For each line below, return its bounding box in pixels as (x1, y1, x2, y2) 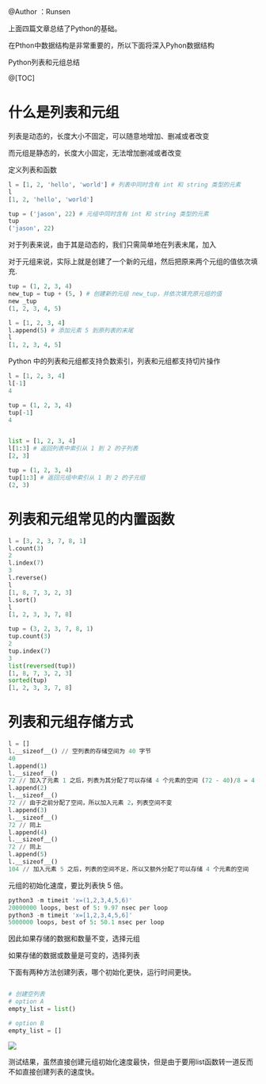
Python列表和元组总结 (8, 58, 81, 67)
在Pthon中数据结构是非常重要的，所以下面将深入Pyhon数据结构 (8, 40, 215, 50)
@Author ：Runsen (8, 7, 71, 16)
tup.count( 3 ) (8, 633, 51, 641)
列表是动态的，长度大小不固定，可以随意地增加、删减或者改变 (8, 131, 210, 140)
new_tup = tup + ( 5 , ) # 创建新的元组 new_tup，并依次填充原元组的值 (8, 290, 222, 298)
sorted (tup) (8, 676, 47, 684)
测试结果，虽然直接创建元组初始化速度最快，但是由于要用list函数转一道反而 (8, 1057, 253, 1067)
